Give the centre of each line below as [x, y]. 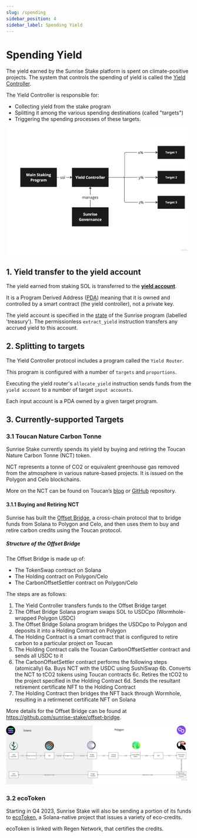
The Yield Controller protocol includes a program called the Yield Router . [95, 361]
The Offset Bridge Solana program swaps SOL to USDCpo [85, 611]
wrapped [26, 618]
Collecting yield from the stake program [63, 107]
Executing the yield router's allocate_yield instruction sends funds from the [99, 383]
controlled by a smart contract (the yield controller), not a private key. [90, 303]
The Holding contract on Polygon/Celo [61, 576]
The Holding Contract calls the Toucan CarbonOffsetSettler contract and [102, 649]
